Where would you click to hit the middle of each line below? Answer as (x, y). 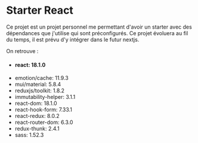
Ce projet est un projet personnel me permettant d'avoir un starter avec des (99, 27)
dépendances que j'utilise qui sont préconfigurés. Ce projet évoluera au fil (97, 33)
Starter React (40, 10)
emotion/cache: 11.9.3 (41, 78)
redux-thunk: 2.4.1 (37, 129)
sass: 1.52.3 (29, 135)
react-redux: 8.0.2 (37, 116)
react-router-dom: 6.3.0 (44, 122)
